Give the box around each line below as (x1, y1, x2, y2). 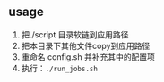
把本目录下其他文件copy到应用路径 (21, 40, 151, 51)
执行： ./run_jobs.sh (21, 62, 98, 73)
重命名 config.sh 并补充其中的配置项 (21, 51, 156, 62)
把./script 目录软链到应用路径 (21, 29, 129, 40)
